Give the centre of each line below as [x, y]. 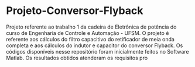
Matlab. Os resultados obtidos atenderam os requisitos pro [77, 58]
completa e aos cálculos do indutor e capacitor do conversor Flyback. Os [95, 45]
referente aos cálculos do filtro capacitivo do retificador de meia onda [90, 39]
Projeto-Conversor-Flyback [75, 11]
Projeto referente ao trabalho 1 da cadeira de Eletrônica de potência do [91, 27]
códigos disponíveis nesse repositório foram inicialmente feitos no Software [97, 51]
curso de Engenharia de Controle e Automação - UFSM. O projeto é [88, 33]
